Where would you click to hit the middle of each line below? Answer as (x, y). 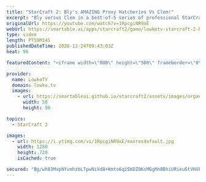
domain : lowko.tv (34, 85)
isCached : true (37, 158)
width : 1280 (32, 147)
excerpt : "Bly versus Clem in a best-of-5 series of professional (93, 18)
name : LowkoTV (30, 79)
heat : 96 (17, 52)
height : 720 (32, 153)
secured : (17, 169)
